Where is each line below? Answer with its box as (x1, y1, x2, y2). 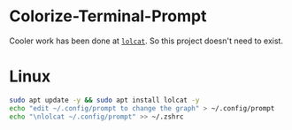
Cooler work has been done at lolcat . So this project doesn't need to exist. (9, 35, 283, 46)
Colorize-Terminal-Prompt (9, 6, 207, 27)
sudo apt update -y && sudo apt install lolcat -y (9, 96, 200, 104)
